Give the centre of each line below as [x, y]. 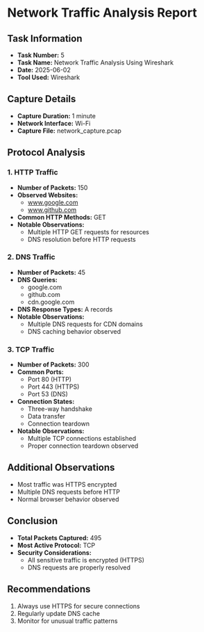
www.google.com [53, 202]
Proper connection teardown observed [83, 446]
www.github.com [52, 209]
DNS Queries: [37, 279]
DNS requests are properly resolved [79, 567]
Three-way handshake [60, 409]
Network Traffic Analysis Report [102, 13]
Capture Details [42, 99]
